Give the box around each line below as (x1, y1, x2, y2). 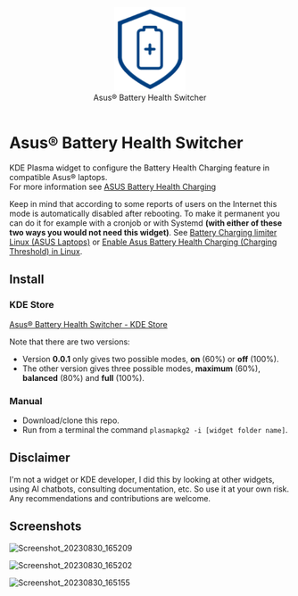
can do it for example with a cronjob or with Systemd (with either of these (9, 217, 283, 228)
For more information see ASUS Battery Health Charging (9, 181, 217, 192)
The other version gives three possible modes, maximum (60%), (21, 363, 261, 374)
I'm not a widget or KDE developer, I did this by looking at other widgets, (9, 474, 275, 484)
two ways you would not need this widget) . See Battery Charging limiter (9, 227, 277, 237)
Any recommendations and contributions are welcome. (9, 493, 211, 503)
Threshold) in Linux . (9, 245, 83, 256)
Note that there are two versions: (9, 336, 131, 347)
